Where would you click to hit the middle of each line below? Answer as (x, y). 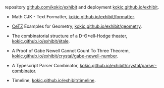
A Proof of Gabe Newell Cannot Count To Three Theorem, (71, 51)
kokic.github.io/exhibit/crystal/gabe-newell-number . (65, 56)
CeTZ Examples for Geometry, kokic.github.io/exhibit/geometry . (77, 26)
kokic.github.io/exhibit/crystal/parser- (118, 66)
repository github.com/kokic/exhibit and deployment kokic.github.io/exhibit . (82, 7)
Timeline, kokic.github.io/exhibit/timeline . (54, 80)
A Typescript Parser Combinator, (45, 66)
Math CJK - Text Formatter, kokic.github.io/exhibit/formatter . (74, 17)
